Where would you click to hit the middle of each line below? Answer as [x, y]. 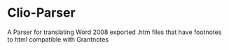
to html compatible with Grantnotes [58, 39]
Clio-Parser [41, 13]
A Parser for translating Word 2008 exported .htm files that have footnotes [114, 32]
